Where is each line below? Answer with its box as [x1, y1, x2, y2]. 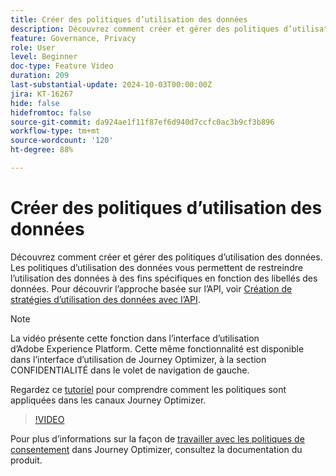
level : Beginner [10, 52, 78, 62]
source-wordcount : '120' [10, 136, 114, 146]
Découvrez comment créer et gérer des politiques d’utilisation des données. [10, 251, 323, 263]
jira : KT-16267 [10, 89, 74, 99]
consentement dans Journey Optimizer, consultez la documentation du [10, 443, 303, 455]
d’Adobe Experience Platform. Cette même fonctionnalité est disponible [10, 342, 305, 355]
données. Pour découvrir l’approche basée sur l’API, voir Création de [10, 282, 293, 295]
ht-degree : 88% [10, 145, 74, 155]
